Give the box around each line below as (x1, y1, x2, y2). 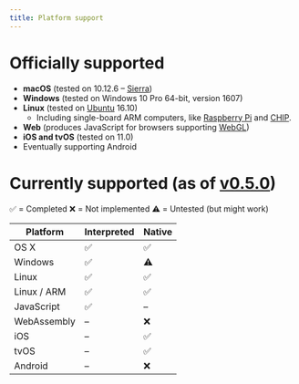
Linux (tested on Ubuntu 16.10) (22, 102, 139, 113)
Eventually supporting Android (22, 140, 137, 151)
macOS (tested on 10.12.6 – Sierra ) (22, 83, 153, 94)
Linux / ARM (14, 285, 67, 297)
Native (142, 225, 173, 238)
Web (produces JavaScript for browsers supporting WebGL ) (22, 121, 250, 132)
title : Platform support (9, 13, 104, 23)
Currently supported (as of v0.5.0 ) (9, 172, 276, 193)
